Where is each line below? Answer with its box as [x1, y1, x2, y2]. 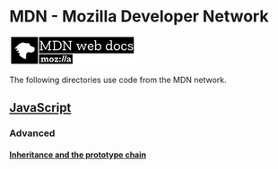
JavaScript [9, 100, 72, 115]
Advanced [9, 127, 56, 139]
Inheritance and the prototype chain [9, 149, 146, 160]
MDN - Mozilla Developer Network [9, 6, 269, 27]
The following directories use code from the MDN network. [9, 74, 227, 85]
